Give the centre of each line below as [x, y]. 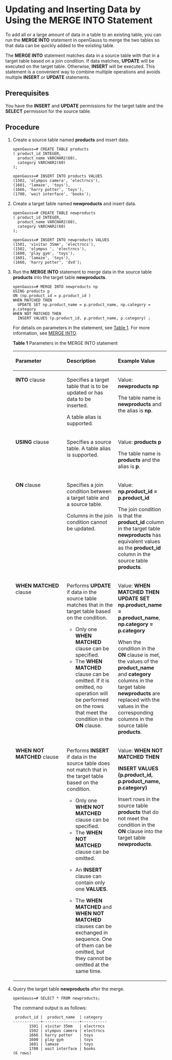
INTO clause [30, 380]
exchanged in [92, 932]
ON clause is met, [139, 655]
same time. [89, 971]
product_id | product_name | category [59, 1017]
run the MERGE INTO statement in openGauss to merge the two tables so [82, 40]
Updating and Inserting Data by [73, 9]
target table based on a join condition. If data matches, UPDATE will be [80, 61]
